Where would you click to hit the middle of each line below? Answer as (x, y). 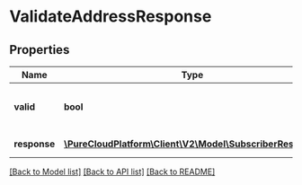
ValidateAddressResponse (111, 17)
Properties (40, 50)
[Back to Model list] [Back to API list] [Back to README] (112, 172)
